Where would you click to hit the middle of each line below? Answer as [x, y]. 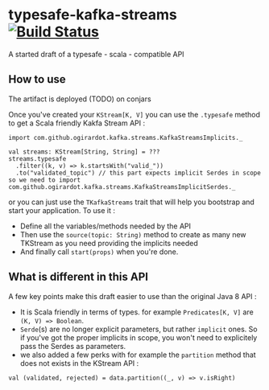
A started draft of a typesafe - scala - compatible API [96, 54]
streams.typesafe [37, 158]
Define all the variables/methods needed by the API [106, 226]
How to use [37, 79]
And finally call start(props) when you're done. [99, 252]
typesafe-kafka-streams [93, 15]
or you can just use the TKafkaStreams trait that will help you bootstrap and [132, 202]
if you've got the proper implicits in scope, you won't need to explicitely [139, 337]
